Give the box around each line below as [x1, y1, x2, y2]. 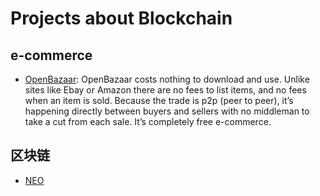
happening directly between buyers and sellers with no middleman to [24, 105, 310, 117]
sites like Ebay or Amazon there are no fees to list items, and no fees [24, 84, 307, 96]
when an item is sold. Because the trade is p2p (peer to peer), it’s [24, 95, 294, 106]
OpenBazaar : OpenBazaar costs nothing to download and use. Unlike [24, 73, 310, 85]
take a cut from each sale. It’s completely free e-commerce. [24, 116, 272, 127]
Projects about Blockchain [10, 7, 233, 30]
